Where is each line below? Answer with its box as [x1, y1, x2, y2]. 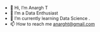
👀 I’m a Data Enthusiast [10, 10, 58, 16]
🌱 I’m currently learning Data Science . [10, 15, 90, 21]
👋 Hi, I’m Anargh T [10, 5, 48, 10]
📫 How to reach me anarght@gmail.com [10, 21, 95, 27]
